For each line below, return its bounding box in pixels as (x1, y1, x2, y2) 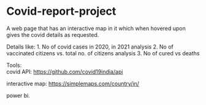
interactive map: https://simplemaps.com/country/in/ (6, 80, 140, 87)
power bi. (6, 91, 31, 99)
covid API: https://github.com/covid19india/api (6, 68, 123, 75)
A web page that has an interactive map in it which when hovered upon (6, 25, 186, 32)
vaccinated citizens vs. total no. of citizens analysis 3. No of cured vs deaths (6, 49, 200, 56)
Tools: (6, 61, 22, 69)
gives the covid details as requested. (6, 31, 99, 38)
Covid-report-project (6, 4, 116, 18)
